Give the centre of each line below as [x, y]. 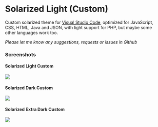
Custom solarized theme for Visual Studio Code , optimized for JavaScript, [79, 22]
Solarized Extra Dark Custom [35, 109]
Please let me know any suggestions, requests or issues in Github [71, 42]
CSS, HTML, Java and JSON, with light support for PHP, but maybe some [79, 27]
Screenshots [20, 54]
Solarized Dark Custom [29, 88]
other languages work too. [31, 32]
